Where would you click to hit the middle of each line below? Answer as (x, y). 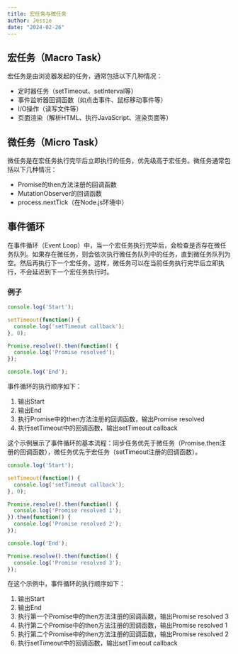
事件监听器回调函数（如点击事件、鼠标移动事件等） (92, 100)
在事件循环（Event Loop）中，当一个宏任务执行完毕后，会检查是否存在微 (114, 245)
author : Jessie (30, 21)
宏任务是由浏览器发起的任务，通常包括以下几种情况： (85, 76)
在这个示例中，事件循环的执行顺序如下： (66, 584)
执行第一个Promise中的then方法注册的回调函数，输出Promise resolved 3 (123, 616)
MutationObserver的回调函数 (60, 193)
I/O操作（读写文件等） (50, 109)
